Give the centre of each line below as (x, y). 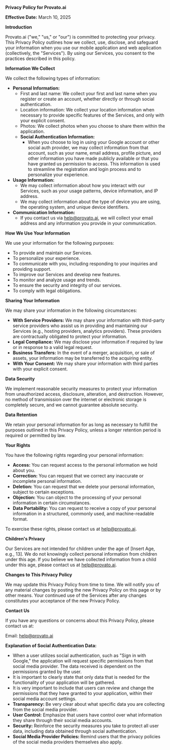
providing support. (32, 269)
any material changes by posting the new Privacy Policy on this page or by (83, 590)
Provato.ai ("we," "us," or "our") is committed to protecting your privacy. (80, 37)
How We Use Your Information (38, 233)
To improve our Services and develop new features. (66, 275)
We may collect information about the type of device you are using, (90, 201)
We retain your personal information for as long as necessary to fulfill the (82, 425)
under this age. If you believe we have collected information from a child (81, 559)
